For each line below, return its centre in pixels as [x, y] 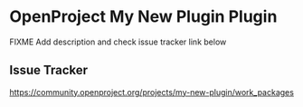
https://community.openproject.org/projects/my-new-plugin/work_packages [151, 92]
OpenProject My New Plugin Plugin [143, 17]
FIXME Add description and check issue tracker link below [118, 42]
